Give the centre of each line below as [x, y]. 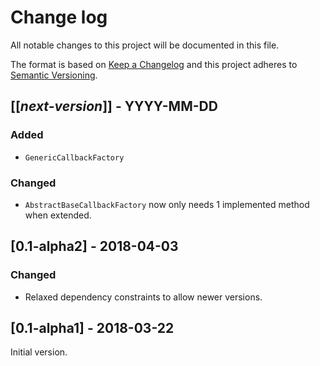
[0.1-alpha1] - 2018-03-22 [92, 328]
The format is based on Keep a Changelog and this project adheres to [154, 64]
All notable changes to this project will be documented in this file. [145, 45]
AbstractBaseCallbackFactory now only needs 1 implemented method [167, 204]
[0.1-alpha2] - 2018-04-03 [94, 246]
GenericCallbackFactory [74, 157]
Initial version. [39, 352]
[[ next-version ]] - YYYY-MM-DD [114, 106]
